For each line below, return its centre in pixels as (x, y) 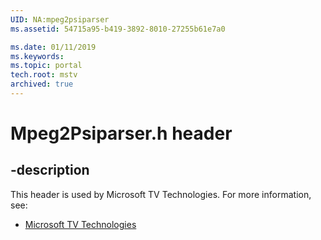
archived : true (42, 84)
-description (50, 170)
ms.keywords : (37, 56)
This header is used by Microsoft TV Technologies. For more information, (161, 194)
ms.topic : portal (46, 66)
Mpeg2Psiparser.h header (121, 133)
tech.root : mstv (44, 75)
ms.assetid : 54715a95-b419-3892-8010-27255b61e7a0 (118, 29)
